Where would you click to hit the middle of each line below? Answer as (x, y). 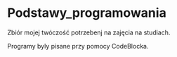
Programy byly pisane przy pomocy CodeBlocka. (78, 46)
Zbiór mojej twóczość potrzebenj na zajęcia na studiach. (89, 32)
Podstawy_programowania (87, 13)
